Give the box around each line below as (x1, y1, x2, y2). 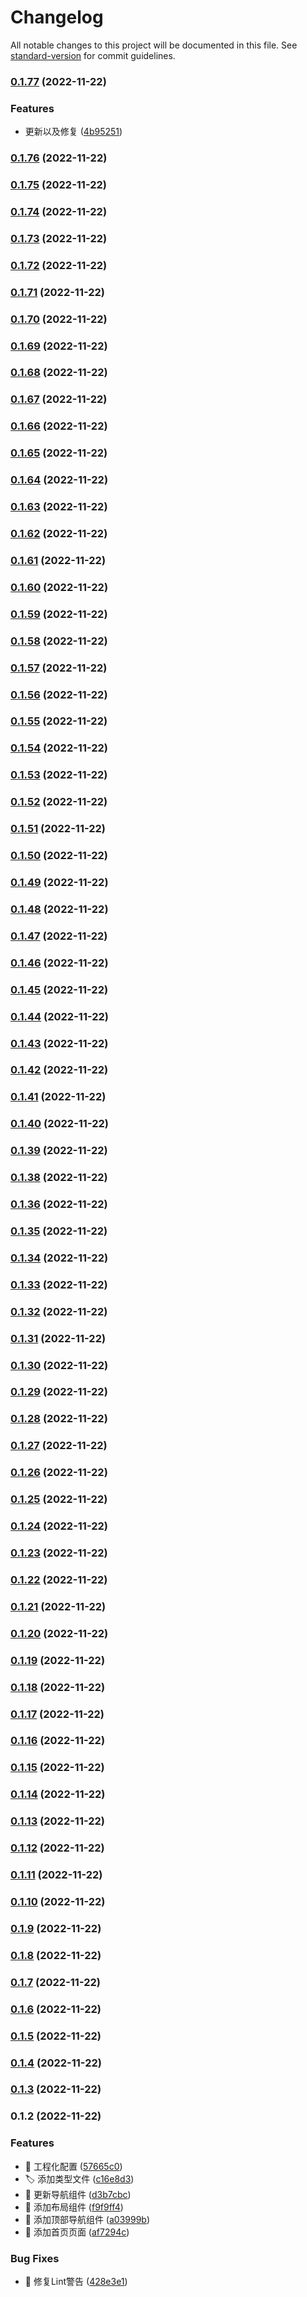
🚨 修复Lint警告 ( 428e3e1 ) (24, 2275, 128, 2287)
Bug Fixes (10, 2251, 60, 2265)
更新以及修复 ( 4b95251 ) (24, 126, 123, 138)
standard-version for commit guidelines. (10, 49, 176, 61)
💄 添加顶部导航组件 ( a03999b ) (24, 2213, 151, 2225)
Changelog (10, 6, 104, 29)
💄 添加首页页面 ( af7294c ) (24, 2226, 130, 2238)
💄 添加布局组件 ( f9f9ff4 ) (24, 2201, 124, 2213)
